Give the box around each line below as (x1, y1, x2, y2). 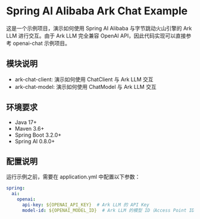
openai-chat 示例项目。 (12, 39, 70, 47)
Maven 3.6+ (14, 125, 45, 132)
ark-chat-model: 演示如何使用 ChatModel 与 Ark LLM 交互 (14, 83, 157, 90)
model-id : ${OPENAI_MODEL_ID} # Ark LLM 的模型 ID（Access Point (21, 207, 187, 213)
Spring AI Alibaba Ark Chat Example (6, 4, 188, 18)
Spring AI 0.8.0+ (14, 137, 55, 144)
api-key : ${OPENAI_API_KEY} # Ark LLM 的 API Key (21, 202, 150, 208)
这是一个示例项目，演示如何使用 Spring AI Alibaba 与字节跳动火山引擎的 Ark (6, 24, 192, 32)
